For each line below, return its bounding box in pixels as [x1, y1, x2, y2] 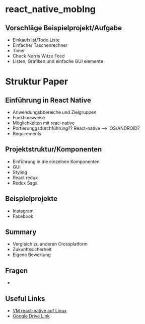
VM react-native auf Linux [12, 308, 67, 314]
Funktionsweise [12, 115, 45, 120]
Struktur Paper [5, 76, 68, 88]
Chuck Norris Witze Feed [12, 53, 65, 59]
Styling [12, 169, 28, 175]
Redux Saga [12, 180, 38, 186]
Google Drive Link [12, 313, 50, 319]
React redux [12, 175, 38, 181]
